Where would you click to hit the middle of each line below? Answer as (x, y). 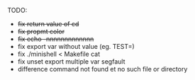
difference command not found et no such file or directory (102, 69)
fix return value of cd (48, 24)
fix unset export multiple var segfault (71, 62)
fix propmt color (41, 32)
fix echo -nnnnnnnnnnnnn (56, 39)
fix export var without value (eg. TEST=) (76, 46)
